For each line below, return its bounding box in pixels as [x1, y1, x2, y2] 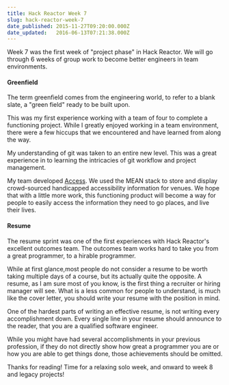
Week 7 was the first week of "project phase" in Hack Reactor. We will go [7, 48, 213, 56]
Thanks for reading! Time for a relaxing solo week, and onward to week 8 [7, 362, 213, 371]
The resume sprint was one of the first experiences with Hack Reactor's [7, 237, 210, 245]
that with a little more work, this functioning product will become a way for [7, 191, 217, 199]
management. [7, 164, 46, 172]
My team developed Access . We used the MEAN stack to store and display [7, 177, 217, 185]
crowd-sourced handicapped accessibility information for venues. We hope [7, 184, 220, 192]
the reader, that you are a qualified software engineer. [7, 321, 159, 330]
